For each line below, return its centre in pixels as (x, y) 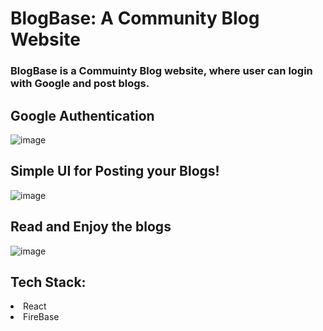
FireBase (41, 317)
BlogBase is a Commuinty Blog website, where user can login (161, 71)
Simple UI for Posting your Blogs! (115, 171)
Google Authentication (82, 115)
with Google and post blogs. (80, 84)
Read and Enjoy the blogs (91, 227)
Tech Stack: (48, 282)
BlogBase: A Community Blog (135, 18)
